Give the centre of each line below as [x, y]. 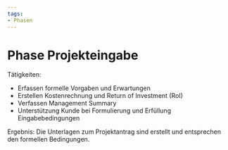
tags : [15, 14]
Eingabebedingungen [49, 118]
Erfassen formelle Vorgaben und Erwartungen [84, 88]
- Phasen [20, 20]
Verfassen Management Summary [67, 104]
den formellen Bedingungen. [49, 139]
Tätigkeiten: [24, 75]
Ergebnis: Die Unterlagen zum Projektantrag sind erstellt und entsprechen [114, 132]
